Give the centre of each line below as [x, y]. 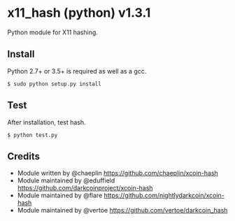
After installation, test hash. [47, 122]
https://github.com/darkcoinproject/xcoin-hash [85, 188]
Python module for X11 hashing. [52, 32]
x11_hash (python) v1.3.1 [79, 13]
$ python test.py [33, 135]
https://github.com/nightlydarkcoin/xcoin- [164, 195]
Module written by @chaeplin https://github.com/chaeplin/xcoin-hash [117, 173]
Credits [24, 156]
